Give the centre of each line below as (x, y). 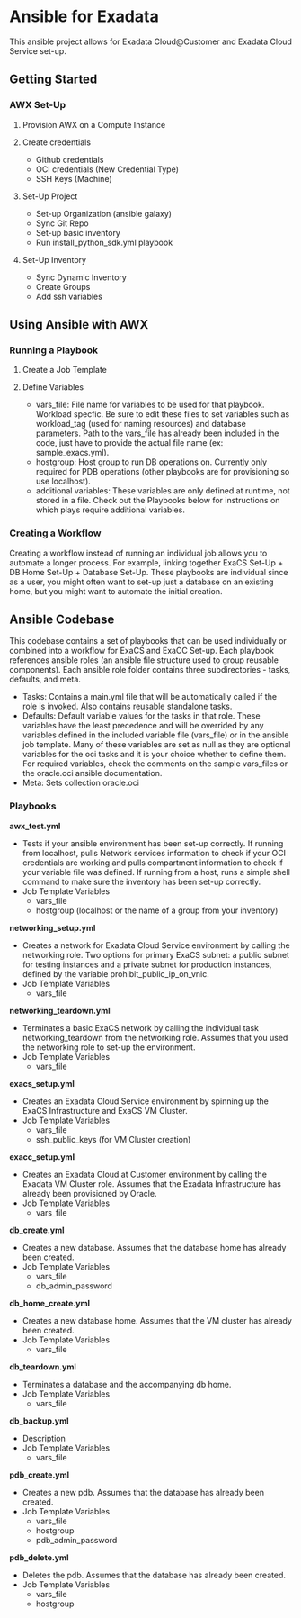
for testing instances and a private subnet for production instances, (147, 964)
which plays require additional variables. (111, 510)
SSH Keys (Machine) (74, 178)
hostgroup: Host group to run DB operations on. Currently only (151, 462)
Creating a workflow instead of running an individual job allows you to (138, 553)
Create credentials (57, 142)
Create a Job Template (65, 370)
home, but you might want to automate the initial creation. (116, 591)
